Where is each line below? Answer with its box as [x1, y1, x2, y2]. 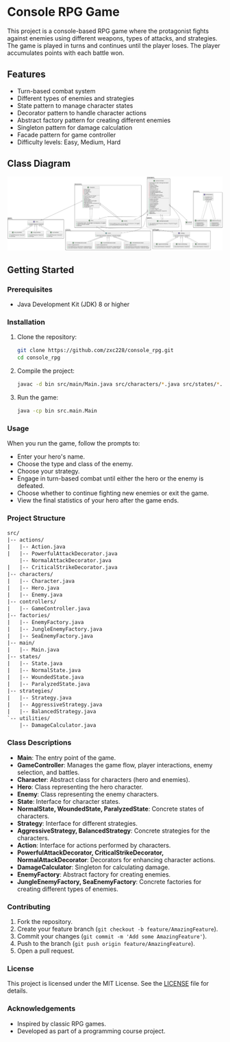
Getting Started [7, 264, 75, 275]
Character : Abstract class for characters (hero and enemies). [16, 775, 190, 783]
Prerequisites [7, 284, 53, 294]
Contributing [7, 902, 51, 912]
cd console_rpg [16, 354, 61, 361]
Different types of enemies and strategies [16, 94, 135, 102]
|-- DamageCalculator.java [19, 722, 97, 729]
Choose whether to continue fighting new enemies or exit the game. [16, 489, 209, 498]
